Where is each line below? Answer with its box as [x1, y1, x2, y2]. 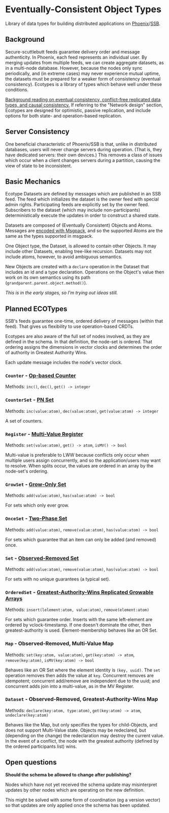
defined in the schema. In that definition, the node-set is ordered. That [5, 339, 152, 345]
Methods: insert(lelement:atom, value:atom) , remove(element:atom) [5, 607, 150, 613]
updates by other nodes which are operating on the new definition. [5, 787, 145, 793]
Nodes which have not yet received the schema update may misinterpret [5, 781, 157, 788]
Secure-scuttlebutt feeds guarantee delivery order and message [5, 48, 140, 54]
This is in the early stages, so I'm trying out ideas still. [5, 290, 118, 296]
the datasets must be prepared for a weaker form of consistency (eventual [5, 75, 161, 82]
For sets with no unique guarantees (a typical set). [5, 576, 111, 582]
